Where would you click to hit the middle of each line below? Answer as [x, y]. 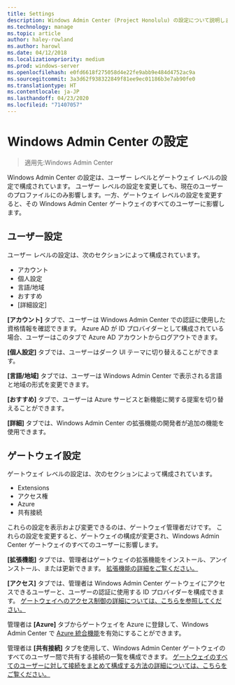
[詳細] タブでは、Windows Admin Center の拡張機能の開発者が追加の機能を [116, 423]
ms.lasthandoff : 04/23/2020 [48, 99]
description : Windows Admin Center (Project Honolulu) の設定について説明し [116, 20]
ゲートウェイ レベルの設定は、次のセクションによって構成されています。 [112, 474]
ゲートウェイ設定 [44, 456]
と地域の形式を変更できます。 [50, 384]
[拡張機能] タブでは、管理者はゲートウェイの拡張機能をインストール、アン [114, 560]
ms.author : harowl [34, 46]
